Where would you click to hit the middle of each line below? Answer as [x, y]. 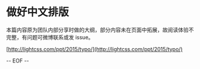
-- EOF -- [18, 61]
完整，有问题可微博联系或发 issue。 [50, 37]
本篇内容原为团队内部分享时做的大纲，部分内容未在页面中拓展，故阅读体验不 [100, 30]
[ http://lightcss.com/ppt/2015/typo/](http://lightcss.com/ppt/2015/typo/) [94, 49]
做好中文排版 [38, 12]
